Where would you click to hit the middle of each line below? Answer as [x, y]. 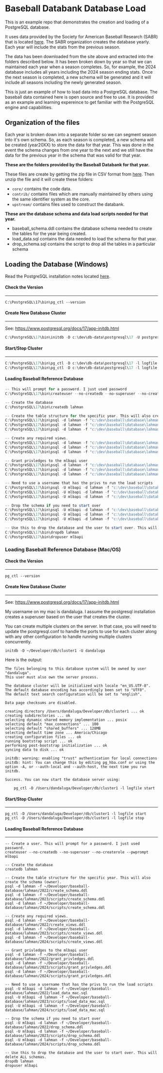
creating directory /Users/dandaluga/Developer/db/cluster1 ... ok [75, 711]
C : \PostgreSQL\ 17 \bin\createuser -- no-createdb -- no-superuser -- [73, 394]
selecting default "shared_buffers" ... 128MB [53, 728]
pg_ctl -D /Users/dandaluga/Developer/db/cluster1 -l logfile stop [75, 818]
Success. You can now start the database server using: [63, 779]
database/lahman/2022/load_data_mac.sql [47, 993]
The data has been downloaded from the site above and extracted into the [79, 56]
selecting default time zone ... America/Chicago [56, 733]
